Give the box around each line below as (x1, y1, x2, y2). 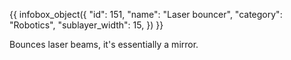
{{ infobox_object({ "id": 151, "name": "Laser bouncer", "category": (9, 9, 283, 20)
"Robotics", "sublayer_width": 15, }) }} (9, 19, 164, 31)
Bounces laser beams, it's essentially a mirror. (9, 39, 199, 50)
